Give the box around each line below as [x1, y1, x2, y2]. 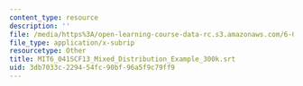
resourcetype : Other [9, 47, 87, 56]
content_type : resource [9, 13, 99, 22]
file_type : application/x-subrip [9, 38, 135, 47]
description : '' [9, 21, 70, 30]
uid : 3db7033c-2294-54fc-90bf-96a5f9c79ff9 [9, 64, 176, 73]
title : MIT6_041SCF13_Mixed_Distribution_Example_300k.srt [9, 55, 236, 64]
